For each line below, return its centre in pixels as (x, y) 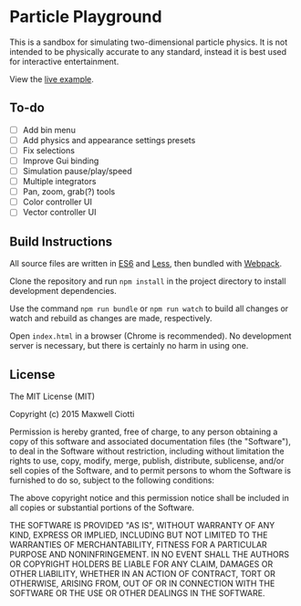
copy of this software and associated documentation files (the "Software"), (150, 441)
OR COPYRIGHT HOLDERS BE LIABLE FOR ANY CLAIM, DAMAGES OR (141, 564)
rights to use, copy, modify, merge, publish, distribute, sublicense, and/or (147, 460)
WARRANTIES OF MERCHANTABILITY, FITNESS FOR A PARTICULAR (138, 544)
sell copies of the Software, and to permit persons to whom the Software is (150, 470)
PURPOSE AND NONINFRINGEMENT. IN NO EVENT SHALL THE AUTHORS (150, 554)
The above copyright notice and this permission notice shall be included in (149, 497)
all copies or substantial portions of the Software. (102, 507)
